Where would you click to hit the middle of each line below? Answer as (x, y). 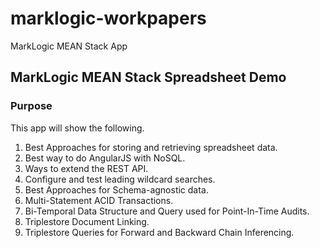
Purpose (31, 106)
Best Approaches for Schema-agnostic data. (116, 189)
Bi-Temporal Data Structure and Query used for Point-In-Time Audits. (167, 211)
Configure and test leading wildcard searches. (120, 179)
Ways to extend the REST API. (86, 168)
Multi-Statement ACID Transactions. (99, 200)
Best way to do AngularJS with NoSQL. (105, 158)
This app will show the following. (77, 128)
